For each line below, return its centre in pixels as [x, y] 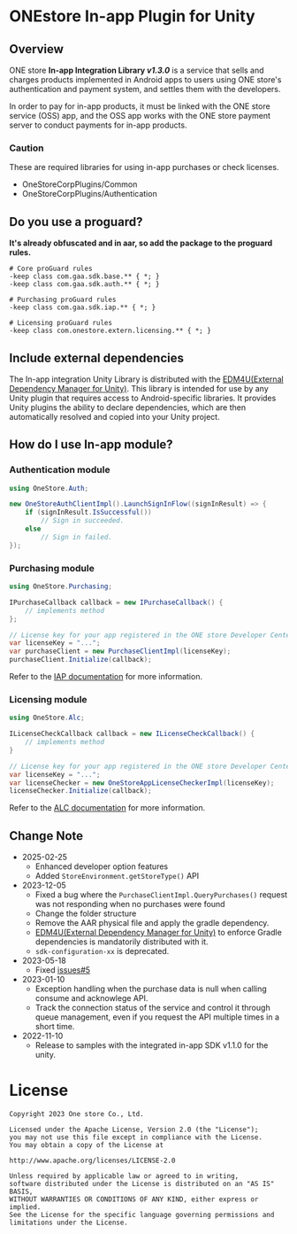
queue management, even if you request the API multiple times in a [157, 1017]
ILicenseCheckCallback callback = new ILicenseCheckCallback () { [132, 734]
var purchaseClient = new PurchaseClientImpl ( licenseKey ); [120, 652]
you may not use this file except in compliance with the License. [136, 1137]
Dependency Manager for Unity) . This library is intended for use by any [139, 388]
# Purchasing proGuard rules [63, 300]
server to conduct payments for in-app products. [98, 125]
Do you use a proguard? [76, 222]
